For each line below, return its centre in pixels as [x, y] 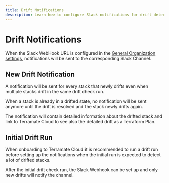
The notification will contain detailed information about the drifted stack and [84, 116]
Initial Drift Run [29, 138]
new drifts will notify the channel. [39, 175]
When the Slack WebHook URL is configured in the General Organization [80, 53]
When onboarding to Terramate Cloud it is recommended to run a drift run [82, 150]
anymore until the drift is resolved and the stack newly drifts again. [74, 107]
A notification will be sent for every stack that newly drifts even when [77, 86]
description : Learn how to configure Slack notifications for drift [78, 15]
